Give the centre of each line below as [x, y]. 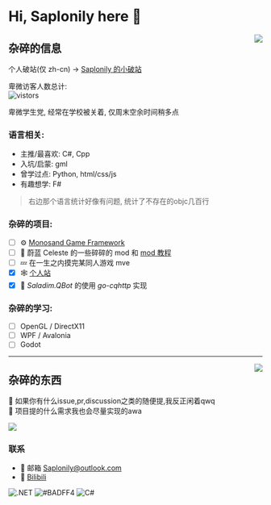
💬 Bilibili [33, 477]
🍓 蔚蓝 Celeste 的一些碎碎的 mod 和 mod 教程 [96, 252]
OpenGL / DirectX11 [52, 327]
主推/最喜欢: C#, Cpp [55, 154]
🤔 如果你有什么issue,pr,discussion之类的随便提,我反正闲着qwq [112, 401]
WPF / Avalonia [45, 336]
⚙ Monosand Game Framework [72, 242]
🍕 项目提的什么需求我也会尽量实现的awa [75, 411]
